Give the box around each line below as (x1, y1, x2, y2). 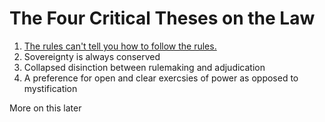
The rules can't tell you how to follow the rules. (23, 40, 217, 52)
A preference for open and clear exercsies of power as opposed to (23, 72, 299, 84)
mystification (23, 82, 78, 94)
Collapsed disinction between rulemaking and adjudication (23, 61, 266, 73)
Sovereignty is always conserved (23, 50, 161, 62)
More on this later (9, 102, 82, 114)
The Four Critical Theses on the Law (9, 7, 316, 30)
